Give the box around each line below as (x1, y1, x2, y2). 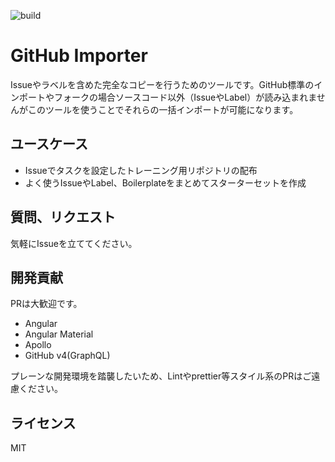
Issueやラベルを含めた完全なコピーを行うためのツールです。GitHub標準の (10, 78, 315, 90)
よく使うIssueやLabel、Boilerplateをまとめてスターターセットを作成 (24, 176, 307, 189)
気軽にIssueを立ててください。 (10, 237, 138, 249)
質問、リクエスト (10, 209, 116, 226)
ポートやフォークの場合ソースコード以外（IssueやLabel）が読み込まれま (18, 91, 317, 103)
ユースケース (10, 136, 88, 153)
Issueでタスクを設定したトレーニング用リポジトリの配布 (24, 164, 258, 176)
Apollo (24, 339, 52, 351)
